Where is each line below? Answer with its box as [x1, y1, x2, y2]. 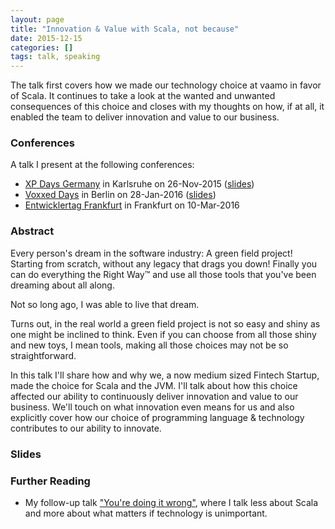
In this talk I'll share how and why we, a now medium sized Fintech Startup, [10, 369, 320, 381]
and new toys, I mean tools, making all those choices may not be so [10, 339, 289, 351]
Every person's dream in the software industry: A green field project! [10, 247, 293, 259]
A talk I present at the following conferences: [10, 159, 195, 171]
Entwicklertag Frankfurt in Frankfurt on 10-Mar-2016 [24, 199, 240, 211]
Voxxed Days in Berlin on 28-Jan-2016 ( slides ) [24, 189, 217, 201]
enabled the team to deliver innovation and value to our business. [10, 111, 280, 123]
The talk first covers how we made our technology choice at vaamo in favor [10, 79, 322, 91]
